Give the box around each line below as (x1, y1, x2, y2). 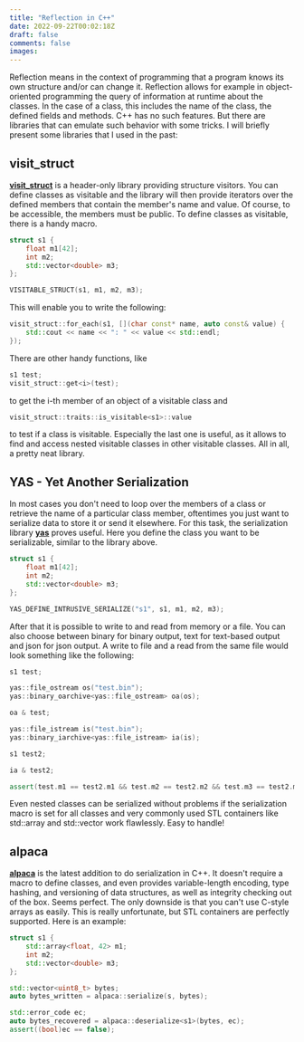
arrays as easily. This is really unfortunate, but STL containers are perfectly (9, 906, 290, 917)
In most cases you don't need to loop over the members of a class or (9, 499, 267, 510)
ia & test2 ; (9, 766, 54, 775)
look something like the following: (9, 649, 135, 661)
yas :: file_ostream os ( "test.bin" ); (9, 684, 144, 693)
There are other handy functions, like (9, 352, 147, 363)
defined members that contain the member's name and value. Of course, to (9, 198, 291, 209)
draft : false (9, 30, 59, 39)
